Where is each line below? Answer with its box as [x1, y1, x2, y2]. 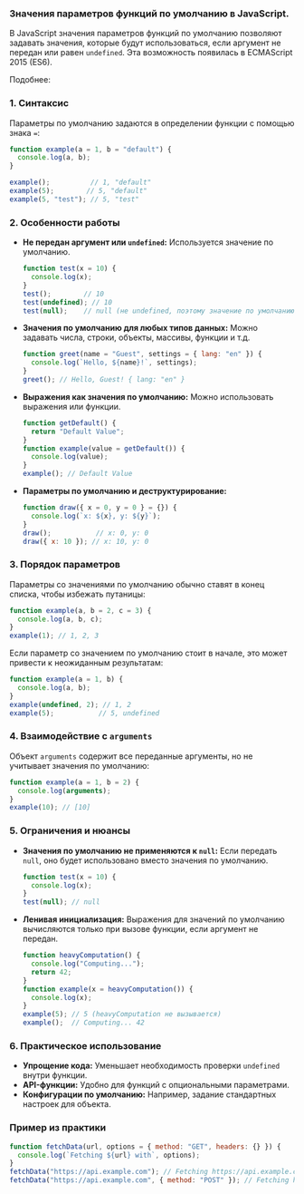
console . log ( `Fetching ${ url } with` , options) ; [17, 1150, 201, 1160]
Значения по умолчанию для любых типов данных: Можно [22, 323, 258, 334]
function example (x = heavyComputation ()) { [22, 985, 194, 994]
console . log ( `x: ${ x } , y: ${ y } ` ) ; [31, 511, 161, 520]
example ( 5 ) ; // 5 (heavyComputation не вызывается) [22, 1010, 222, 1019]
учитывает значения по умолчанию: [9, 760, 150, 771]
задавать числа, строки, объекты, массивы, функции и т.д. [22, 332, 251, 343]
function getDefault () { [22, 418, 117, 428]
